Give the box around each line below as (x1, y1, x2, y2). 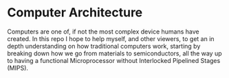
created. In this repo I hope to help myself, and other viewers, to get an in (7, 34, 215, 42)
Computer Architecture (7, 5, 143, 21)
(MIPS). (7, 64, 29, 72)
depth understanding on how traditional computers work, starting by (7, 42, 201, 50)
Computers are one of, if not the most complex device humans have (7, 27, 199, 36)
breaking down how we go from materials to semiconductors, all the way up (7, 49, 222, 57)
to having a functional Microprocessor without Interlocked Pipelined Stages (7, 56, 221, 64)
